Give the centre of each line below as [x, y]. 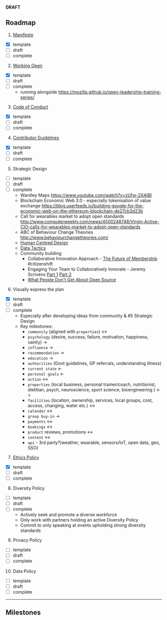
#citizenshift [40, 264]
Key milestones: [36, 326]
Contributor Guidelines [36, 138]
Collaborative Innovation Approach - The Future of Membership [92, 259]
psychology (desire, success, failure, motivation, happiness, [88, 337]
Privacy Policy [27, 540]
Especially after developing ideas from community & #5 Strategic [86, 316]
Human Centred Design [44, 243]
